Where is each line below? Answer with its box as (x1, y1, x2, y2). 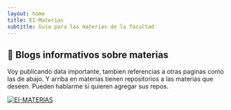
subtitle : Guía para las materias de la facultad (7, 23, 155, 30)
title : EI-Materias (7, 17, 64, 24)
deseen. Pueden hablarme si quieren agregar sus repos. (7, 82, 169, 91)
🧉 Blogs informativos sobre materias (7, 49, 169, 61)
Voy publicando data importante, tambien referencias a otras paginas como (7, 68, 225, 76)
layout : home (7, 10, 45, 17)
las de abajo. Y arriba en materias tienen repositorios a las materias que (7, 74, 214, 84)
